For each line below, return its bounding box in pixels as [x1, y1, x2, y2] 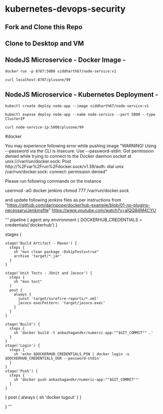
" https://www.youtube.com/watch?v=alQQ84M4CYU [48, 207, 156, 213]
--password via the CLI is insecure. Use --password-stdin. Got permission [5, 148, 154, 154]
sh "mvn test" [14, 279, 42, 284]
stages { [5, 231, 22, 237]
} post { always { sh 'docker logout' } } [5, 394, 82, 400]
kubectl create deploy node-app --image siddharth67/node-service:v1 [5, 103, 149, 108]
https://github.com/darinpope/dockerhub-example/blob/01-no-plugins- [7, 202, 150, 208]
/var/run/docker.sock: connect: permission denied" [5, 169, 108, 174]
